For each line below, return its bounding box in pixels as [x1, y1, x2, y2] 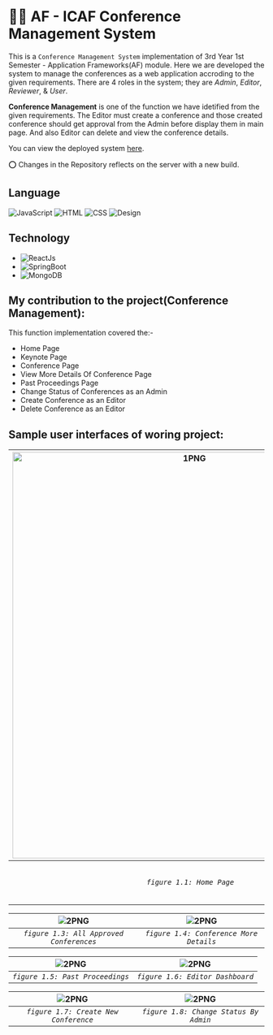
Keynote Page [19, 353, 67, 362]
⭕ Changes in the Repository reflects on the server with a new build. [8, 159, 240, 169]
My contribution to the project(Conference [8, 293, 229, 307]
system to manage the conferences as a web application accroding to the [8, 68, 254, 78]
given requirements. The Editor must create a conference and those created [8, 110, 262, 120]
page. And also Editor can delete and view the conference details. [8, 128, 229, 137]
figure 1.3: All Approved [23, 929, 124, 938]
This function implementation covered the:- [8, 328, 154, 338]
